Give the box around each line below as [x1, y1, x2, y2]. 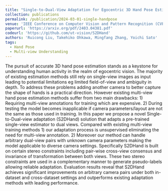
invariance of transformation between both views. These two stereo [5, 153, 145, 159]
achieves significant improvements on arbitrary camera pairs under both [5, 169, 154, 175]
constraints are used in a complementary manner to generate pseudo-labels [5, 158, 162, 164]
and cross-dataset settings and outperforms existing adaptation [21, 174, 153, 180]
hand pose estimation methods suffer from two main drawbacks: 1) [5, 94, 143, 100]
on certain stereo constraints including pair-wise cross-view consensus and [5, 148, 162, 154]
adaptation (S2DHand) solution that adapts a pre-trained [33, 116, 149, 122]
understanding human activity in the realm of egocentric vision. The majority [5, 68, 163, 74]
